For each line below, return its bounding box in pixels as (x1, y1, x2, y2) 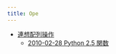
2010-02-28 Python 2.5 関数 (27, 39, 109, 47)
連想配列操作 (17, 30, 54, 38)
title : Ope (7, 10, 39, 17)
